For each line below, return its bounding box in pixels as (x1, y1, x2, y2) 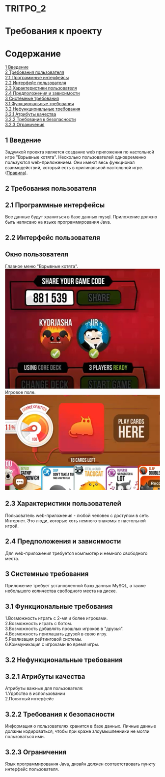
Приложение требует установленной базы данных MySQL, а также (5, 583, 146, 589)
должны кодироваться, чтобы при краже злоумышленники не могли (5, 728, 150, 734)
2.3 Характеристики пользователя (5, 85, 77, 91)
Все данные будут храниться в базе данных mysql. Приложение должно (5, 214, 158, 220)
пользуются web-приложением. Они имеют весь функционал (5, 159, 135, 165)
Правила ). (6, 170, 28, 176)
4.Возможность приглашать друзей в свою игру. (5, 631, 108, 637)
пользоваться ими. (5, 734, 45, 740)
